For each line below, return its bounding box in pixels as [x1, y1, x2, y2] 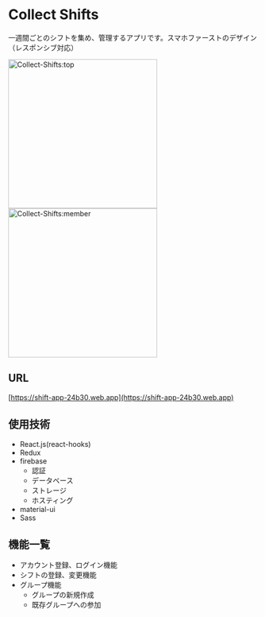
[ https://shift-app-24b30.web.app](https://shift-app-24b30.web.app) [8, 392, 234, 402]
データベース [31, 475, 74, 485]
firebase [19, 456, 48, 466]
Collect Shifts [8, 6, 99, 24]
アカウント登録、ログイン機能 [19, 561, 117, 570]
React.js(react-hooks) [19, 439, 91, 448]
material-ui [19, 504, 56, 514]
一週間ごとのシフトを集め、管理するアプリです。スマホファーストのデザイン [8, 33, 258, 42]
